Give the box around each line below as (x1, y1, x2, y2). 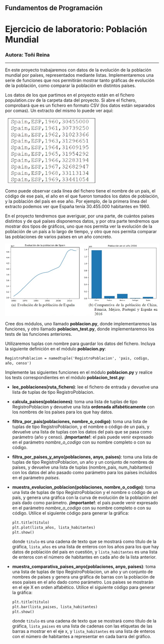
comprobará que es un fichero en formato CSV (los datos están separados (5, 102, 155, 108)
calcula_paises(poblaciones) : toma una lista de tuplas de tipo (12, 398, 138, 405)
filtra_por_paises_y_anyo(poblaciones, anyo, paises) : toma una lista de (12, 454, 158, 460)
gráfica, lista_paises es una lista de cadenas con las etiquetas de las (12, 623, 153, 629)
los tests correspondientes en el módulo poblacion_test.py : (5, 374, 126, 380)
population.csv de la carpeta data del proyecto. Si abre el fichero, (5, 97, 137, 103)
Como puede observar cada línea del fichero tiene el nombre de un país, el (5, 188, 156, 194)
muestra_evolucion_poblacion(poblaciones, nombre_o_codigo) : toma (12, 484, 156, 490)
